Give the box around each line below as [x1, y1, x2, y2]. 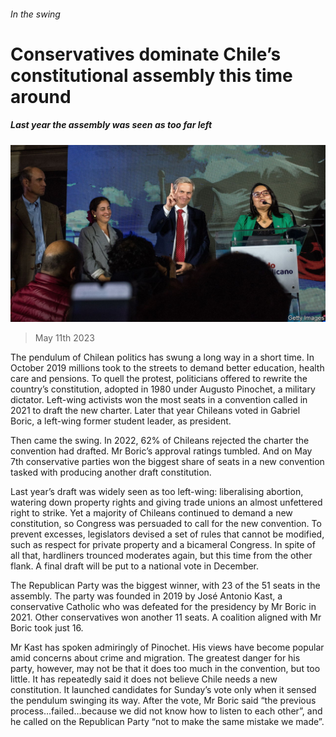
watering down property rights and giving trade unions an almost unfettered [10, 496, 323, 509]
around [10, 85, 72, 108]
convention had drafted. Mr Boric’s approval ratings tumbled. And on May [10, 445, 313, 457]
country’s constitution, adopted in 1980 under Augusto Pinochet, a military [10, 383, 316, 395]
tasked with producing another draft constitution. [10, 466, 212, 479]
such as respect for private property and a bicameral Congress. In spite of [10, 539, 316, 551]
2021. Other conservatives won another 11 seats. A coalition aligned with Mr [10, 611, 322, 624]
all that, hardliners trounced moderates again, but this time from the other [10, 550, 313, 562]
